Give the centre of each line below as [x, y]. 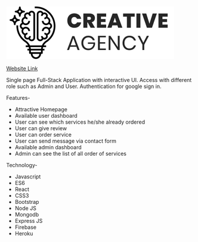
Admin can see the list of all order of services [71, 153]
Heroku [24, 233]
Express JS [29, 221]
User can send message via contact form [65, 141]
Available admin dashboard [48, 147]
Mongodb [27, 214]
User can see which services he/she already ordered [80, 122]
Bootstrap [27, 202]
